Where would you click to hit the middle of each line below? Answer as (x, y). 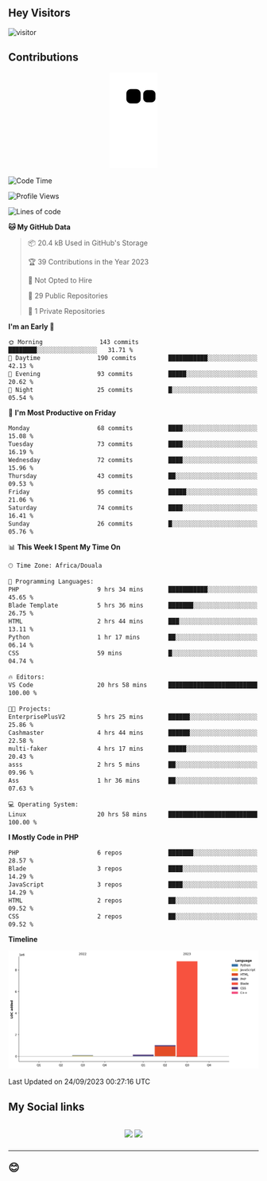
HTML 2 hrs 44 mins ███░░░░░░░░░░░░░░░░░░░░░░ (133, 621)
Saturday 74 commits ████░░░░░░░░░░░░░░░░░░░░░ (133, 508)
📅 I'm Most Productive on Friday (62, 413)
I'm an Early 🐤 (31, 327)
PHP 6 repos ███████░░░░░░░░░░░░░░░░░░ (133, 853)
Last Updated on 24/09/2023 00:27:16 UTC (79, 1081)
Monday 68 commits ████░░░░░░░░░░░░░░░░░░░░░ (133, 428)
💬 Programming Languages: (51, 581)
